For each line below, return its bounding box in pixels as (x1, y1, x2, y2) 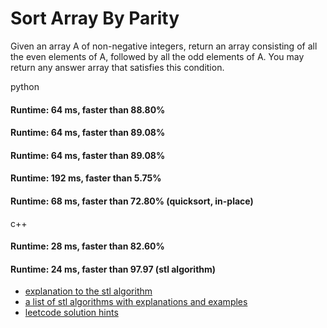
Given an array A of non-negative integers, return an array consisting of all (10, 40, 318, 52)
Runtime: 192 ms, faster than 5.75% (10, 172, 162, 184)
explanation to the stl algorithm (24, 285, 153, 297)
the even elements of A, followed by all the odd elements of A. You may (10, 50, 305, 62)
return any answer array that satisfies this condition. (10, 61, 225, 73)
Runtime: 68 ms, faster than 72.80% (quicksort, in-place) (10, 195, 254, 207)
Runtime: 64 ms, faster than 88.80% (10, 103, 166, 116)
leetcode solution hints (24, 307, 119, 319)
